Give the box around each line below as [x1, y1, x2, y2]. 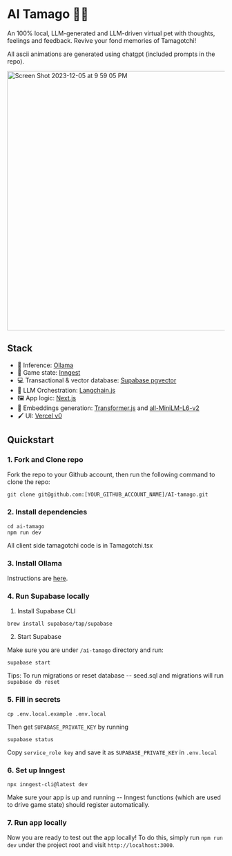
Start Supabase [17, 633, 62, 641]
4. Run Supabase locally [7, 591, 90, 601]
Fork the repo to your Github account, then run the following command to [7, 470, 215, 479]
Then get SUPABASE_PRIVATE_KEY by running [7, 723, 129, 731]
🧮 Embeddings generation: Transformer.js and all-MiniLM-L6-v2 [17, 404, 200, 412]
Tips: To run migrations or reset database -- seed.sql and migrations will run [7, 671, 224, 680]
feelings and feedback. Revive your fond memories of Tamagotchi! [7, 36, 197, 44]
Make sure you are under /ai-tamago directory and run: [7, 646, 164, 654]
